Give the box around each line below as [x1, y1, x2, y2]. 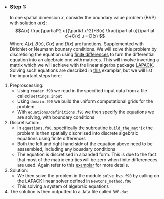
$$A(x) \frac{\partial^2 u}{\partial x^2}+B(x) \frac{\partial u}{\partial [15, 28, 154, 34]
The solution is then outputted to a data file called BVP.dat [9, 189, 129, 195]
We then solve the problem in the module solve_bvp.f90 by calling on [17, 173, 159, 179]
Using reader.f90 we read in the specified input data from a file [17, 88, 148, 94]
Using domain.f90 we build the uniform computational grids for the [17, 98, 153, 104]
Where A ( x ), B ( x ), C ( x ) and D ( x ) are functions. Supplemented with [9, 41, 144, 47]
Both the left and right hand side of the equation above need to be [17, 141, 153, 147]
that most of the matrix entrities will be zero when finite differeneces [17, 157, 158, 163]
